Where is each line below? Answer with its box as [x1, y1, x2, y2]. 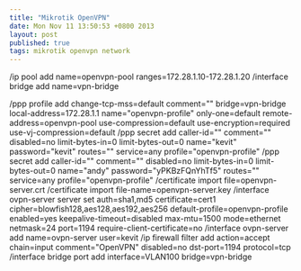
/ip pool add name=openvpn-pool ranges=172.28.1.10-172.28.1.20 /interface [9, 71, 289, 82]
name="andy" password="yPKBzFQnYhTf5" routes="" [58, 166, 261, 176]
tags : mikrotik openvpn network [9, 47, 130, 56]
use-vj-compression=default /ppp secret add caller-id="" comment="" [9, 127, 271, 138]
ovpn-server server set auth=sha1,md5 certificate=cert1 [9, 194, 217, 205]
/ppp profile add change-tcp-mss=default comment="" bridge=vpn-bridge [9, 98, 287, 109]
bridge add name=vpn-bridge [9, 81, 120, 92]
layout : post [9, 30, 58, 39]
